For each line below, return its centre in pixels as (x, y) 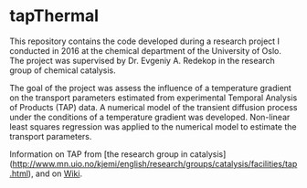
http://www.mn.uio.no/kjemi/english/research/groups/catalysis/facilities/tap (155, 163)
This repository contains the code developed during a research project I (145, 41)
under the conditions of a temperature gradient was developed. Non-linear (150, 117)
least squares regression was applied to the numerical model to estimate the (153, 126)
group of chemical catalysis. (63, 70)
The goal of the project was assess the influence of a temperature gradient (151, 88)
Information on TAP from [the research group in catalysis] (118, 154)
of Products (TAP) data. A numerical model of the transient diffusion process (154, 107)
